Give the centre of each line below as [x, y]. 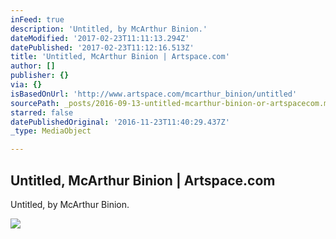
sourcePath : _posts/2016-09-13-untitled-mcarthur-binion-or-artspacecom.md [171, 103]
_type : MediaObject [51, 131]
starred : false [42, 112]
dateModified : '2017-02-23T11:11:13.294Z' [100, 38]
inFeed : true [37, 19]
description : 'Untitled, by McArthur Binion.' [109, 29]
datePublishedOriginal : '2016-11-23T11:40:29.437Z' [120, 122]
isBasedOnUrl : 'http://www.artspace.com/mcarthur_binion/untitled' [154, 94]
